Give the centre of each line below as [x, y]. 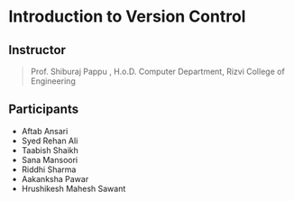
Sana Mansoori [50, 160]
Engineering [53, 81]
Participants [43, 110]
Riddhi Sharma [49, 169]
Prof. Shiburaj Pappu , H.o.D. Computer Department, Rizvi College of [157, 71]
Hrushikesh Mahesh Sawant [73, 188]
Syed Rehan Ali [50, 141]
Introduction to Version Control [127, 17]
